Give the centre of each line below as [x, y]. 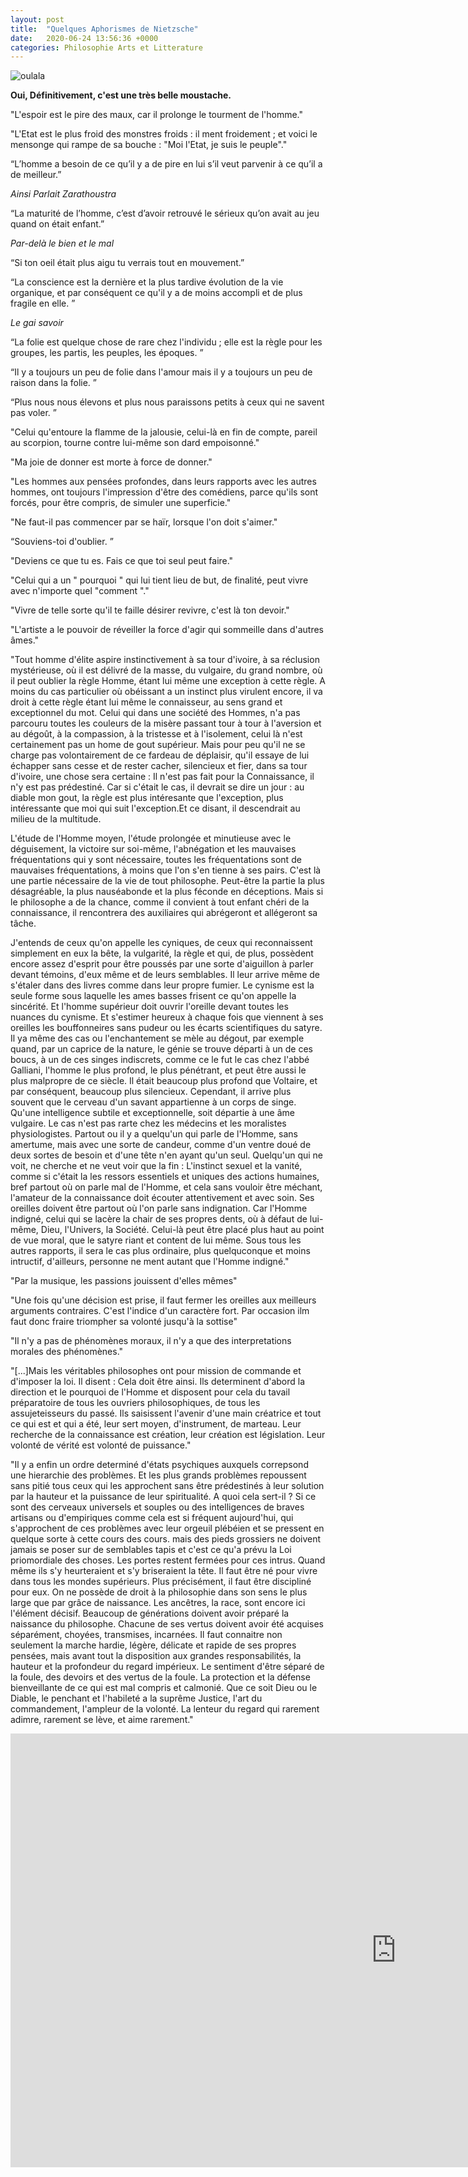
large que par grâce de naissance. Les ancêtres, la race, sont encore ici [158, 1603]
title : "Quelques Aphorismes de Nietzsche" [104, 29]
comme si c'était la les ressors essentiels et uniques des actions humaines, [165, 1177]
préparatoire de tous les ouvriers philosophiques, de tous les [135, 1403]
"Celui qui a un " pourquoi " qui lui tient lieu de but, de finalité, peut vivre [159, 580]
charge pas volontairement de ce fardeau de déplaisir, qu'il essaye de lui [160, 755]
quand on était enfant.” [57, 224]
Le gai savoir [37, 323]
